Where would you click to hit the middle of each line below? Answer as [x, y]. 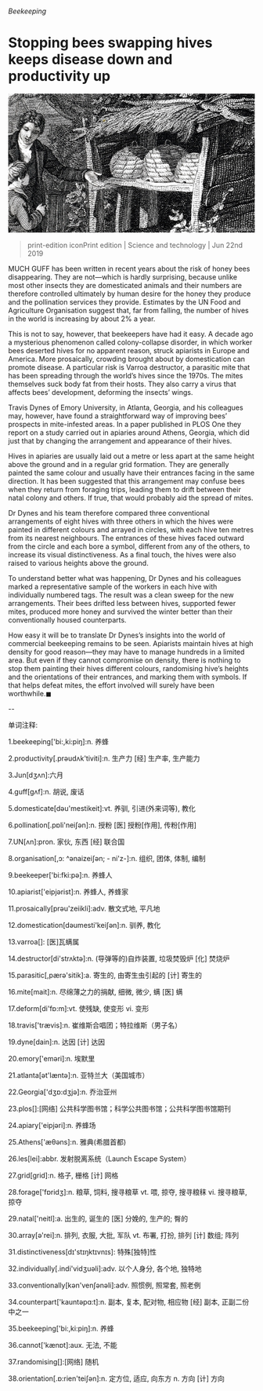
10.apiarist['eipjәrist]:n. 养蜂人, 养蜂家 [68, 892]
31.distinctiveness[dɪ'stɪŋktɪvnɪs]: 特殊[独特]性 [83, 1252]
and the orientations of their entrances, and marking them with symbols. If [128, 677]
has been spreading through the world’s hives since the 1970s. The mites [126, 376]
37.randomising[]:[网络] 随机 [54, 1362]
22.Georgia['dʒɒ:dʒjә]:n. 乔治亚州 [63, 1092]
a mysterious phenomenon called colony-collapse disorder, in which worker [130, 342]
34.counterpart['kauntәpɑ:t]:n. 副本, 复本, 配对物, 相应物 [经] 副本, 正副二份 [129, 1302]
